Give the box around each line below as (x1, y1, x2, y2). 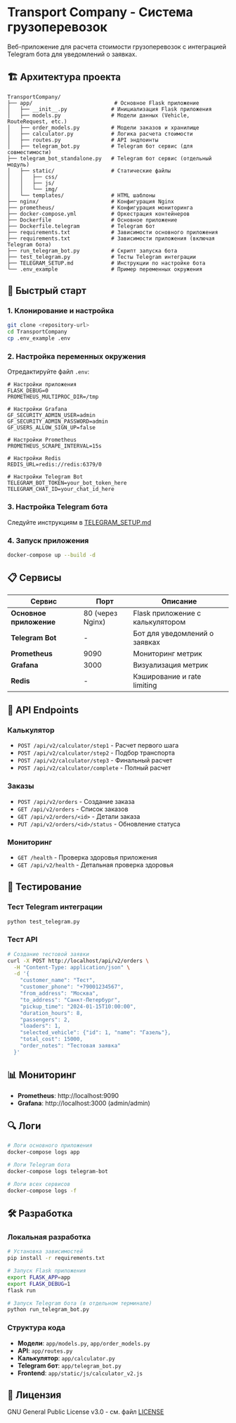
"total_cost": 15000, (20, 1035, 83, 1043)
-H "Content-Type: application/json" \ (13, 964, 131, 971)
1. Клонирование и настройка (7, 306, 114, 316)
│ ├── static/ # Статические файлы (7, 167, 171, 174)
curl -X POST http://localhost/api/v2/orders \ (7, 957, 150, 964)
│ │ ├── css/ (7, 173, 58, 180)
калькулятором (133, 617, 186, 627)
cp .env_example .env (7, 335, 71, 342)
